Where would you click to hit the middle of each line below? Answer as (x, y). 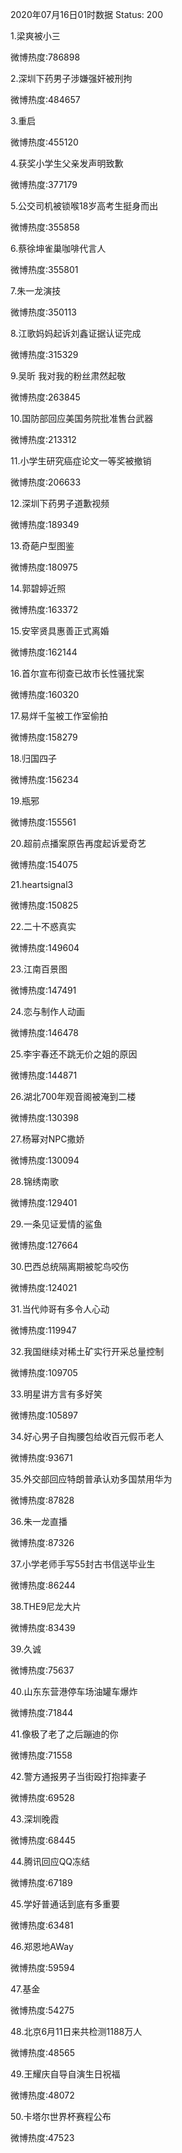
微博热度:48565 (43, 2052)
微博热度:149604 (45, 947)
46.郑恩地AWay (42, 1946)
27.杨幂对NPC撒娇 (47, 1139)
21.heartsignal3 (42, 884)
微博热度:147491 (43, 990)
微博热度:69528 (42, 1797)
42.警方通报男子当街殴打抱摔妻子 (78, 1776)
